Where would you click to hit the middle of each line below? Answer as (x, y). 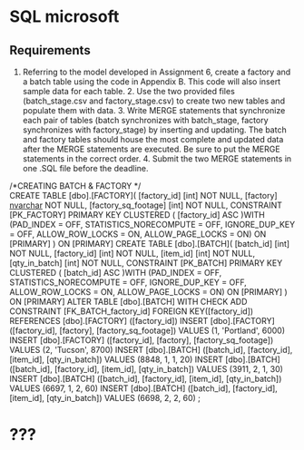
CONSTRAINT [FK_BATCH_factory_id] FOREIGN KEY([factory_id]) (132, 311)
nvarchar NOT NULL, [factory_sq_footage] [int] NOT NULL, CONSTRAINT (146, 205)
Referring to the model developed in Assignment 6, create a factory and (157, 72)
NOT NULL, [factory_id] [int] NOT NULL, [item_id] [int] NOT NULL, (132, 253)
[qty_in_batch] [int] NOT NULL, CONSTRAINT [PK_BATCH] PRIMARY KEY (146, 263)
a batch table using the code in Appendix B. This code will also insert (152, 82)
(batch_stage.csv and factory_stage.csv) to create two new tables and (154, 101)
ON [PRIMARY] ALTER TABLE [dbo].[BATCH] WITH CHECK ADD (128, 302)
